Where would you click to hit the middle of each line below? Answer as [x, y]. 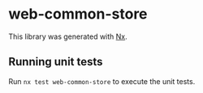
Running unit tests [56, 62]
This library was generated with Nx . [68, 36]
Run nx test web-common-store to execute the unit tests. [102, 81]
